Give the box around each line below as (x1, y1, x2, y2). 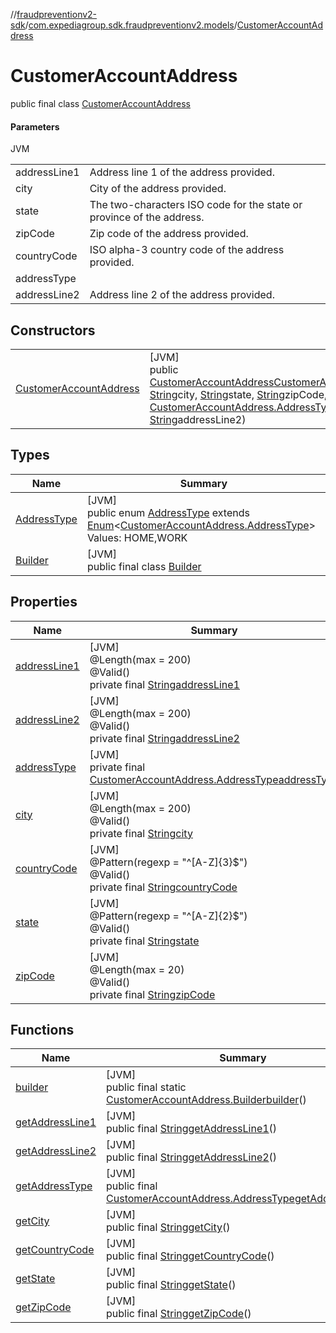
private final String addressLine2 (89, 731, 240, 745)
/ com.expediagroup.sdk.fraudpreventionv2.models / (24, 19, 238, 31)
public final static (106, 1080, 187, 1094)
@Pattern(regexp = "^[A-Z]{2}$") (89, 909, 248, 923)
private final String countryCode (89, 880, 238, 894)
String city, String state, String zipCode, (149, 387, 328, 401)
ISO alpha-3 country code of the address (89, 243, 285, 257)
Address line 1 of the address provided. (89, 165, 275, 179)
